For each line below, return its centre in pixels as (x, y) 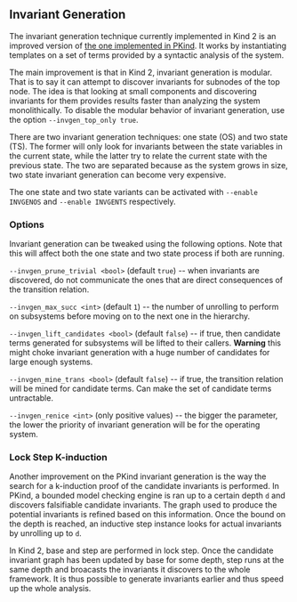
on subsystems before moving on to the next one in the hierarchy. (130, 316)
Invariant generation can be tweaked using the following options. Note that (146, 244)
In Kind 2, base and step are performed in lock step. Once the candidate (141, 550)
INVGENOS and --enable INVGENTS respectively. (92, 201)
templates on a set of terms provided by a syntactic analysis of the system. (147, 55)
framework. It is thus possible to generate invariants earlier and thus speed (147, 579)
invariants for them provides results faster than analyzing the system (135, 101)
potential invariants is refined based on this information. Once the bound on (148, 515)
